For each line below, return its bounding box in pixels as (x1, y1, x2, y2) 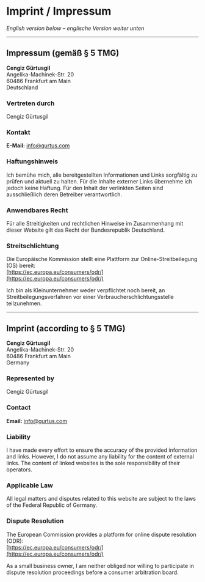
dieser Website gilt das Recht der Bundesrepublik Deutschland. (6, 226, 165, 234)
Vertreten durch (6, 99, 55, 108)
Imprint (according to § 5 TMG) (6, 323, 126, 334)
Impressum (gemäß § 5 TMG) (6, 48, 120, 59)
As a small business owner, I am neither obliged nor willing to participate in (6, 562, 194, 569)
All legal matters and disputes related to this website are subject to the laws (6, 495, 196, 503)
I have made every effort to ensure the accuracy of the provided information (6, 446, 198, 454)
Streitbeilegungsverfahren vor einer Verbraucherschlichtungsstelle (6, 293, 174, 301)
